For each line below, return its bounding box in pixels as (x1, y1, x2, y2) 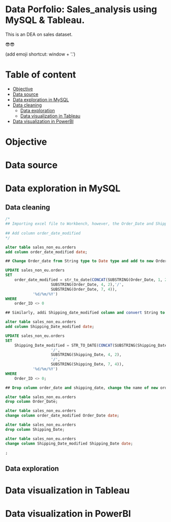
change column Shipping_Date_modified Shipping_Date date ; (5, 441, 133, 446)
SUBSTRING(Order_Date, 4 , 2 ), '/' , (50, 282, 124, 287)
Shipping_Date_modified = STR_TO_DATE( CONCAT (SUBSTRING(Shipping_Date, (14, 343, 169, 348)
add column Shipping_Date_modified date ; (5, 324, 95, 329)
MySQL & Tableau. (5, 14, 85, 26)
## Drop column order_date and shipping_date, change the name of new (5, 385, 158, 390)
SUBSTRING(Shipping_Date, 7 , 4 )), (50, 362, 124, 367)
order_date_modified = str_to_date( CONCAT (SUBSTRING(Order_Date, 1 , (14, 277, 163, 282)
